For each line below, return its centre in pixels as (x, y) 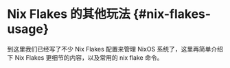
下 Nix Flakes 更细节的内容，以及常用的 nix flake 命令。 (85, 57)
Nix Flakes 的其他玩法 (69, 14)
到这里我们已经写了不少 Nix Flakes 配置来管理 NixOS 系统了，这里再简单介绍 (115, 49)
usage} (28, 29)
